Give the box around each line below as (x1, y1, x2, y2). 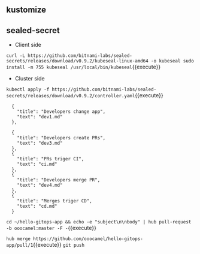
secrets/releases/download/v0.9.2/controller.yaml (6, 93, 135, 99)
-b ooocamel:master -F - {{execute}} (6, 225, 97, 232)
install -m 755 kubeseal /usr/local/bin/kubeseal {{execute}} (6, 63, 161, 71)
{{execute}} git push (32, 241, 85, 249)
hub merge (6, 236, 31, 242)
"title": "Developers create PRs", (17, 135, 106, 141)
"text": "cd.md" (17, 204, 58, 210)
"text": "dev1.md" (17, 114, 63, 120)
